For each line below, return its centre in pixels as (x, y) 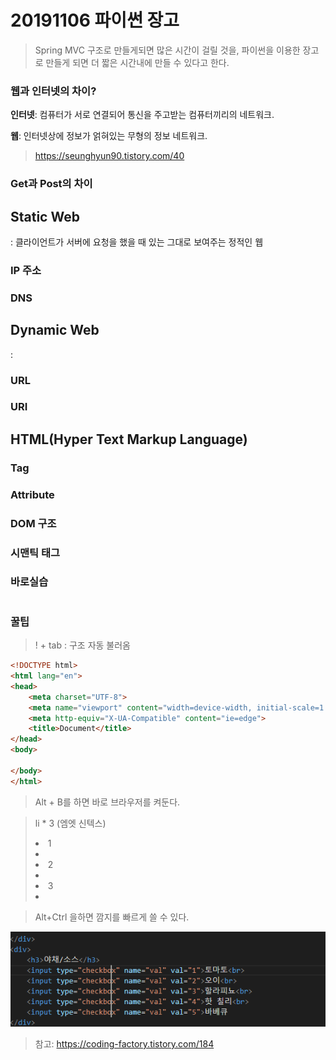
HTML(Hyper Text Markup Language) (129, 439)
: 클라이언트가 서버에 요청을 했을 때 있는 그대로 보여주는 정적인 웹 (137, 242)
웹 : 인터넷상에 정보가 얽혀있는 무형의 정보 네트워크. (109, 136)
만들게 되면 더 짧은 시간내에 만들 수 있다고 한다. (137, 62)
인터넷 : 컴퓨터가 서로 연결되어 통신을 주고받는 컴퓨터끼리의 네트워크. (142, 115)
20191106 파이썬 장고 (95, 20)
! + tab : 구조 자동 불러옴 (82, 645)
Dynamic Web (55, 330)
